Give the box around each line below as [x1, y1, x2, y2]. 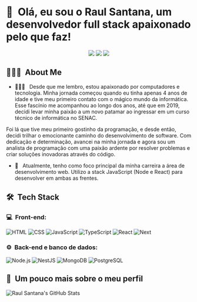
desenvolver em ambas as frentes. [14, 175, 99, 182]
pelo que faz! [6, 31, 72, 43]
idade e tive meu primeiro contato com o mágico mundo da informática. [14, 95, 189, 102]
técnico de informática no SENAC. [14, 114, 98, 121]
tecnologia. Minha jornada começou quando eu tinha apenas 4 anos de [14, 89, 188, 96]
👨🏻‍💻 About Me [6, 68, 62, 78]
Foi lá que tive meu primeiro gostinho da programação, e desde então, [6, 126, 176, 133]
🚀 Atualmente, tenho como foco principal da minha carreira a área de [14, 162, 185, 169]
